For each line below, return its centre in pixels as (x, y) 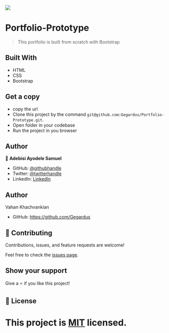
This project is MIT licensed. (66, 323)
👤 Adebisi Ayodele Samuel (33, 158)
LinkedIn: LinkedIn (32, 179)
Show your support (36, 271)
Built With (21, 58)
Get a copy (23, 97)
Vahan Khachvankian (27, 207)
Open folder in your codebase (44, 125)
